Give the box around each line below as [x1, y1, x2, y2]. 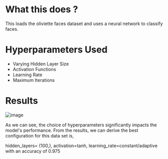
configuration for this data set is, [5, 132, 74, 139]
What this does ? [5, 4, 78, 15]
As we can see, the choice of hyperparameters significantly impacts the [5, 122, 157, 128]
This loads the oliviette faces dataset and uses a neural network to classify [5, 20, 163, 27]
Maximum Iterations [12, 77, 55, 83]
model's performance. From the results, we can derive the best [5, 127, 138, 133]
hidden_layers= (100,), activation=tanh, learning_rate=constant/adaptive [5, 142, 158, 149]
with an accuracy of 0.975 [5, 148, 60, 154]
